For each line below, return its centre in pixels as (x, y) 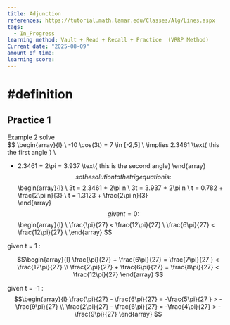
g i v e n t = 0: (123, 214)
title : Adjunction (34, 14)
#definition (40, 94)
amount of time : (31, 53)
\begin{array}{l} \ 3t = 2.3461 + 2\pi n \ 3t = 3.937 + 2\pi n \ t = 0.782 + (120, 188)
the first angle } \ (32, 152)
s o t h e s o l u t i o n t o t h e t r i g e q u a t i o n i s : (123, 177)
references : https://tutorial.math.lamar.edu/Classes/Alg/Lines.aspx (111, 20)
